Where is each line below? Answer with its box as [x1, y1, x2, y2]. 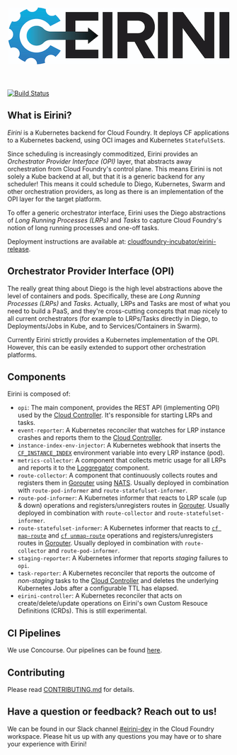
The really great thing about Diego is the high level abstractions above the [7, 284, 223, 293]
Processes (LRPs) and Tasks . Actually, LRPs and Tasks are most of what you [7, 299, 231, 307]
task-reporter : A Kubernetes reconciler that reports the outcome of [17, 569, 216, 577]
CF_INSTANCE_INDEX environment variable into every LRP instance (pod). [17, 448, 225, 457]
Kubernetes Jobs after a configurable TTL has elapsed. [17, 584, 179, 593]
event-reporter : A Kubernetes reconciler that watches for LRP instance [17, 426, 226, 435]
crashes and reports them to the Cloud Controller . [17, 433, 163, 442]
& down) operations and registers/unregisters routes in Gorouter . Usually [17, 501, 230, 510]
